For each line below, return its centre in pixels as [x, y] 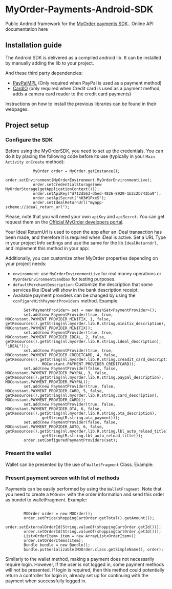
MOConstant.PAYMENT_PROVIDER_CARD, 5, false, [55, 391]
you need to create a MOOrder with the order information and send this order [85, 494]
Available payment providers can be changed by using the [74, 295]
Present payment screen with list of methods [62, 478]
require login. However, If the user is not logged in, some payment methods [85, 564]
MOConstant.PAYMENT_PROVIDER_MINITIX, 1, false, [58, 319]
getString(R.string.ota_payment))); [81, 418]
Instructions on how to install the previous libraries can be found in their [81, 104]
